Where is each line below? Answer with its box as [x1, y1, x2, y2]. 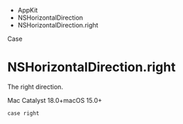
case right [7, 109, 40, 117]
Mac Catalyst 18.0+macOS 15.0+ [7, 96, 103, 104]
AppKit [17, 6, 38, 14]
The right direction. [7, 82, 64, 91]
